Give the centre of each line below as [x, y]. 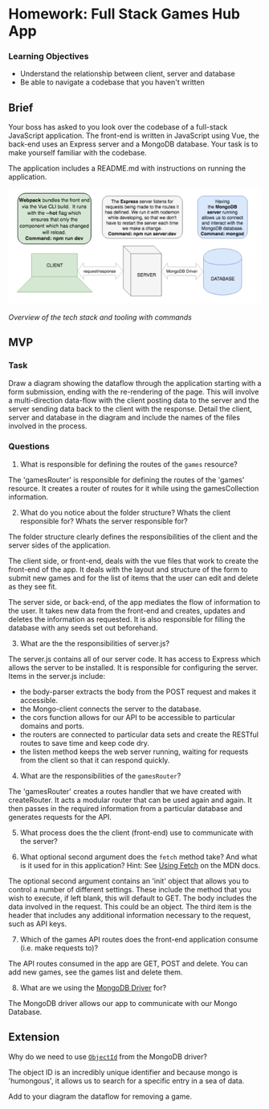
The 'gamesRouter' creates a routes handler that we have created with [125, 791]
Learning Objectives [49, 56]
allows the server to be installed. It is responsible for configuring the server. [133, 667]
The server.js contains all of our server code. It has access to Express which [134, 659]
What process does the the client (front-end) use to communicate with [137, 832]
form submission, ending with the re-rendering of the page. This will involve [134, 391]
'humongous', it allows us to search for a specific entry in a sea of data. [126, 1081]
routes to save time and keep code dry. [85, 743]
